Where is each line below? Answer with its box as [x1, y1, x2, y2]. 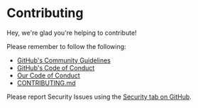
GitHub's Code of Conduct [16, 63, 95, 72]
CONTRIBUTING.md [16, 78, 76, 87]
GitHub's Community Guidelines [16, 55, 111, 65]
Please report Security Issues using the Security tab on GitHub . [6, 92, 192, 101]
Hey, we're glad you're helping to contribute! [6, 28, 137, 37]
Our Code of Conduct [16, 71, 81, 80]
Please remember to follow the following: [6, 42, 126, 50]
